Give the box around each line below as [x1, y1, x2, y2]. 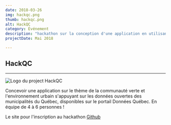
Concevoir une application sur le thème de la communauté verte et [5, 87, 145, 93]
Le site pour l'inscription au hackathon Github [5, 113, 101, 120]
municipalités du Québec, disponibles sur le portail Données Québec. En [5, 98, 157, 105]
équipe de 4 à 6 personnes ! [5, 104, 65, 110]
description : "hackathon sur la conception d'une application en [5, 31, 147, 36]
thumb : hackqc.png [5, 17, 44, 22]
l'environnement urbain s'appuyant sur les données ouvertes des [5, 93, 142, 99]
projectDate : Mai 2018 [5, 36, 53, 41]
